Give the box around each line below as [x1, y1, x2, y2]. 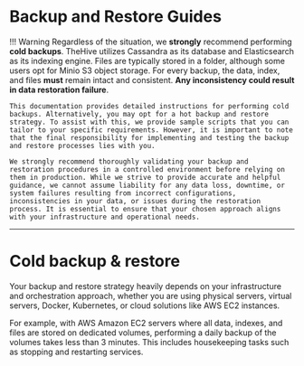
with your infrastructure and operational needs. [9, 212, 201, 221]
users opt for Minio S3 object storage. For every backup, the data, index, [9, 65, 280, 76]
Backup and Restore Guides [9, 6, 222, 27]
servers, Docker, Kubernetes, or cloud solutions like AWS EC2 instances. [9, 300, 280, 311]
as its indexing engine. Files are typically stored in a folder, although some [9, 55, 285, 66]
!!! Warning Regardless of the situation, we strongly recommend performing [9, 36, 292, 47]
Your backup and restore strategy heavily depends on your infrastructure [9, 280, 282, 291]
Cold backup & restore [9, 251, 181, 272]
